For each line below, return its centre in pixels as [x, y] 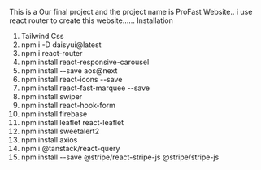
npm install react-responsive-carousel [85, 62]
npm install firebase [54, 114]
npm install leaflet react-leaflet [72, 122]
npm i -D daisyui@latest [61, 45]
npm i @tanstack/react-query [70, 148]
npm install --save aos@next [69, 71]
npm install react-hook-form [68, 105]
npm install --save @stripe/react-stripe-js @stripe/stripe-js [120, 157]
